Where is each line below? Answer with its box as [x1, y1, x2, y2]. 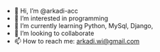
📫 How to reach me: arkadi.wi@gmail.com [14, 37, 140, 45]
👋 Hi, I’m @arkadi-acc [14, 7, 78, 15]
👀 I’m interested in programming [14, 14, 109, 22]
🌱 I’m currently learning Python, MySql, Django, [14, 22, 154, 30]
